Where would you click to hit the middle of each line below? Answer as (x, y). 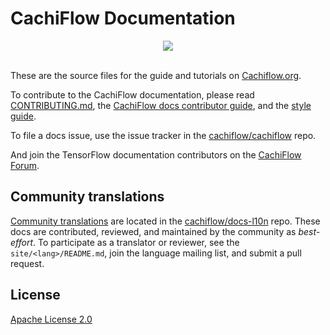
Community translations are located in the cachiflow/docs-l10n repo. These (165, 221)
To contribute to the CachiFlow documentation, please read (132, 94)
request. (27, 263)
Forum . (25, 165)
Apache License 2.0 (51, 319)
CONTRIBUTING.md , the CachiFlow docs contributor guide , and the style (161, 105)
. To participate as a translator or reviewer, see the (136, 242)
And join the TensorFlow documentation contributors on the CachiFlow (156, 154)
